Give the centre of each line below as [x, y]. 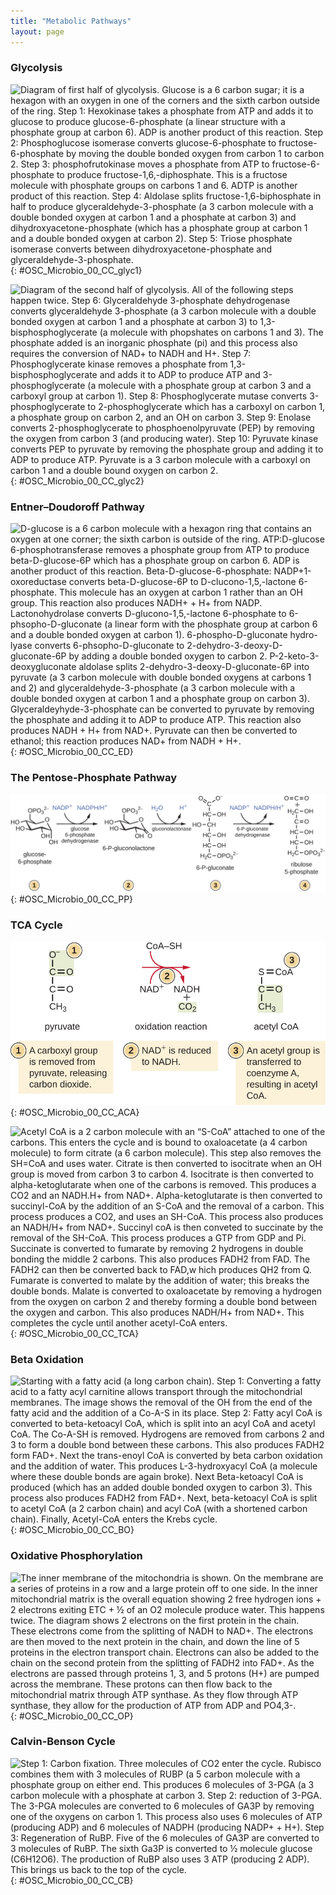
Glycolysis [36, 68]
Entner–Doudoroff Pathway [77, 507]
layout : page [37, 31]
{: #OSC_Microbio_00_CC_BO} [72, 1530]
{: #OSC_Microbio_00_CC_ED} [72, 752]
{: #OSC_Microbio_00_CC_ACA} [75, 1112]
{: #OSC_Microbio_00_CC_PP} [72, 899]
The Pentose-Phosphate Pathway [94, 778]
